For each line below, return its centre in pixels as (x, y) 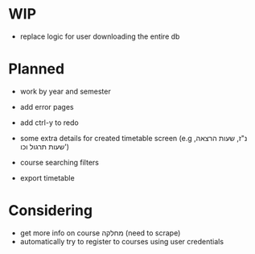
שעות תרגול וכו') (45, 147)
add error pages (47, 106)
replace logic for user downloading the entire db (100, 36)
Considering (51, 211)
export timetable (47, 177)
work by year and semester (65, 91)
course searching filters (59, 162)
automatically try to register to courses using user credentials (121, 241)
